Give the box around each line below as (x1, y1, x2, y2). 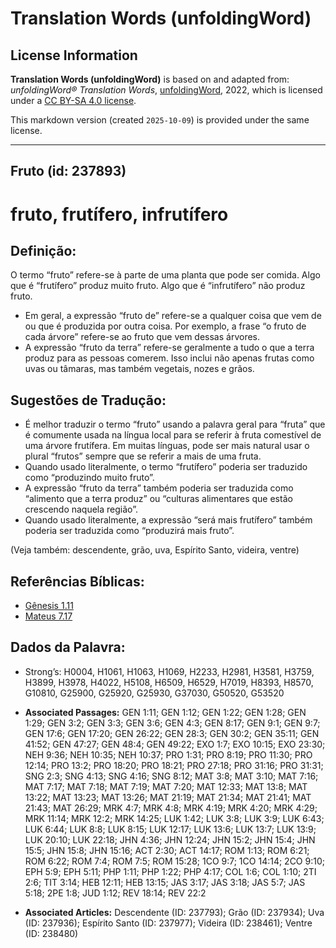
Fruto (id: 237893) (10, 163, 127, 180)
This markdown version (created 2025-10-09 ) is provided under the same (10, 114, 310, 126)
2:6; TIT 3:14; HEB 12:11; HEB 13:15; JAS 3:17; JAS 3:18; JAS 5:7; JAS (24, 876, 306, 888)
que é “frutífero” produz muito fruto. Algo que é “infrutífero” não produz (10, 280, 306, 292)
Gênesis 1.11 (24, 600, 74, 612)
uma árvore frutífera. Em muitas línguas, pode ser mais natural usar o (24, 440, 310, 452)
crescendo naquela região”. (24, 503, 138, 516)
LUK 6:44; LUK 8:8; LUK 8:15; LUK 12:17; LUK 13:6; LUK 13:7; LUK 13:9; (24, 823, 317, 835)
